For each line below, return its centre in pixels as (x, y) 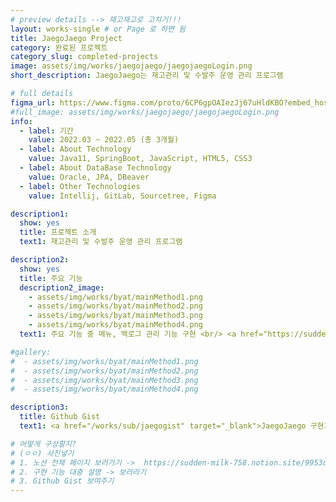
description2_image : (62, 287)
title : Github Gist (60, 417)
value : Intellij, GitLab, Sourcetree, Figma (122, 196)
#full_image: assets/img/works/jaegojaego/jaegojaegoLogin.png (145, 112)
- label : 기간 (46, 131)
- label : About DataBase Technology (95, 168)
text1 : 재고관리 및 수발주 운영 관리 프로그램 (101, 242)
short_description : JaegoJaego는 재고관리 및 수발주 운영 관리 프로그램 (147, 76)
